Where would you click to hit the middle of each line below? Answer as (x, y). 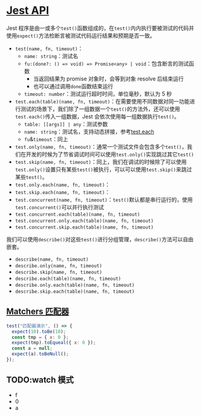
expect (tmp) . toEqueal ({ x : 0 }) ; (54, 343)
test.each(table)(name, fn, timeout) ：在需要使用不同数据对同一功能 (102, 101)
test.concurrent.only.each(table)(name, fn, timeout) (84, 221)
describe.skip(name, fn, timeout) (58, 272)
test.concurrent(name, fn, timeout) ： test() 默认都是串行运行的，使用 (104, 200)
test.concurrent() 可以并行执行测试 (59, 207)
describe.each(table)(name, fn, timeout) (68, 279)
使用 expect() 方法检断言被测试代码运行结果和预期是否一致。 (81, 35)
